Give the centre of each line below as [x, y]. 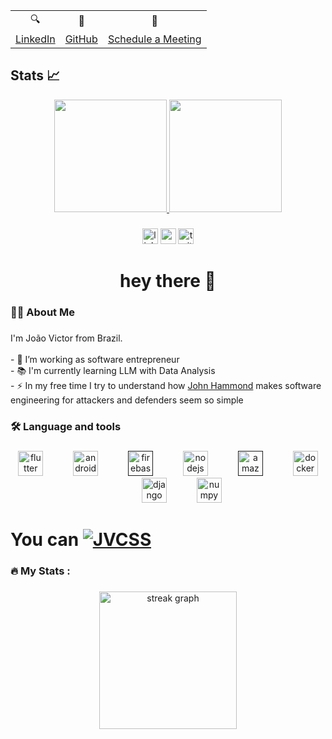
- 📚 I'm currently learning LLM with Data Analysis [113, 370]
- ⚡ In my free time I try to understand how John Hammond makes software [166, 385]
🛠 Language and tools [66, 426]
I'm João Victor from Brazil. [66, 338]
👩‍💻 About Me [42, 312]
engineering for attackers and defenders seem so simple [127, 400]
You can [45, 539]
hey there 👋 [168, 280]
